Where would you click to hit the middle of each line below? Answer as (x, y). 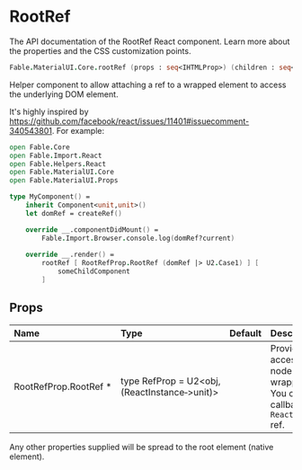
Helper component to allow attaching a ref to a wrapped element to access (148, 84)
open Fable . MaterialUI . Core (62, 173)
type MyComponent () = (50, 197)
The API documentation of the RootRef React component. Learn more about (150, 41)
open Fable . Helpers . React (58, 164)
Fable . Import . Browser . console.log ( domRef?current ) (138, 238)
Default (245, 333)
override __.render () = (70, 255)
